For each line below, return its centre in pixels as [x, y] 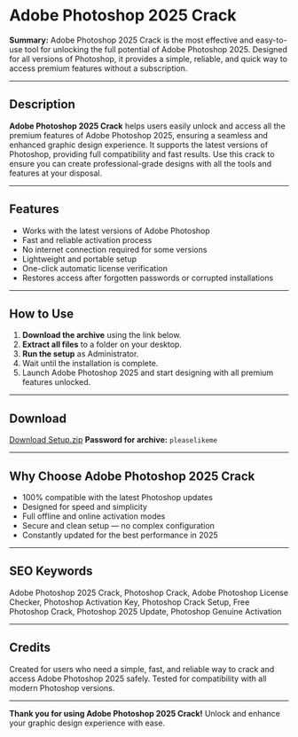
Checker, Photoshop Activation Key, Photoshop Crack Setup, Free [129, 602]
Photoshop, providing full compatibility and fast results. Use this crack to [142, 154]
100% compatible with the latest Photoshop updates [117, 497]
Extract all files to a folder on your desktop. [102, 345]
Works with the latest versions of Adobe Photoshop [116, 231]
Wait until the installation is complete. [90, 364]
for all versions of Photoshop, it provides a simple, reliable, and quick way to [149, 59]
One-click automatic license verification [95, 268]
